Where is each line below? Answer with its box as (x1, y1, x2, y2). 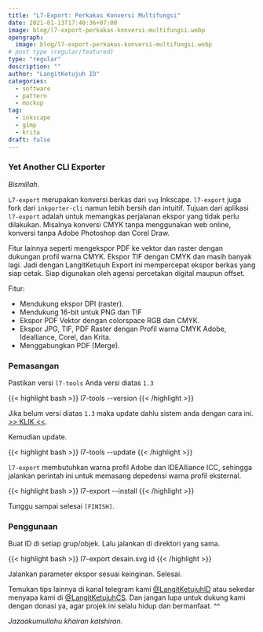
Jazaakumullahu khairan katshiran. (8, 616, 123, 626)
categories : (8, 77, 47, 85)
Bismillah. (8, 179, 40, 189)
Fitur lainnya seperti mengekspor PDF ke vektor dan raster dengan (8, 243, 224, 252)
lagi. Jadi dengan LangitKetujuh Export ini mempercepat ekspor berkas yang (8, 260, 256, 270)
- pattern (15, 92, 47, 100)
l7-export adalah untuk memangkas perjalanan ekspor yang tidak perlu (8, 211, 239, 221)
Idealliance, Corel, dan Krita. (19, 332, 111, 342)
